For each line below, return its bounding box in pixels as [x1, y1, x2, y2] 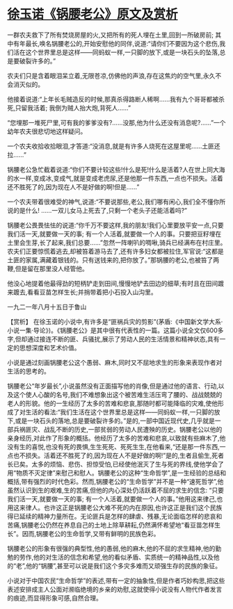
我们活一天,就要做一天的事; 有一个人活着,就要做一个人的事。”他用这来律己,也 [7, 494, 223, 503]
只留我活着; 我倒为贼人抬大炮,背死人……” [15, 104, 131, 112]
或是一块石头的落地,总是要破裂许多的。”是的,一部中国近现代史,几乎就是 [15, 416, 216, 425]
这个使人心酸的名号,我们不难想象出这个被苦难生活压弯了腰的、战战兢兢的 [13, 390, 223, 398]
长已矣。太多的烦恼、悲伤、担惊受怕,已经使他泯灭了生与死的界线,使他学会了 [7, 460, 225, 468]
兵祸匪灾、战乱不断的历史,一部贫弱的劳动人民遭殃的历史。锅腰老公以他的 [13, 425, 223, 433]
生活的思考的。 [7, 366, 50, 375]
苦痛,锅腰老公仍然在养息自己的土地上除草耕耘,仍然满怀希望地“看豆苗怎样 [7, 521, 215, 529]
